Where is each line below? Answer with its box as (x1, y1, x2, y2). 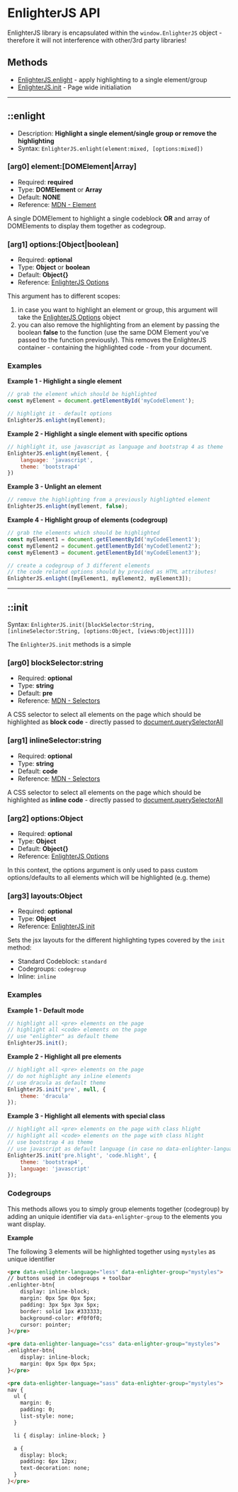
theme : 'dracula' (20, 1092, 72, 1100)
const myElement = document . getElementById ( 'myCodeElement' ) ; (7, 397, 195, 405)
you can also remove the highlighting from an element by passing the (17, 321, 220, 329)
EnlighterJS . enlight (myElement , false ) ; (7, 503, 129, 510)
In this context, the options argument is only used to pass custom (7, 865, 198, 874)
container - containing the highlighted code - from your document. (17, 343, 212, 352)
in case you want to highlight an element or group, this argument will (17, 306, 218, 314)
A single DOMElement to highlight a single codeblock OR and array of (7, 214, 210, 223)
